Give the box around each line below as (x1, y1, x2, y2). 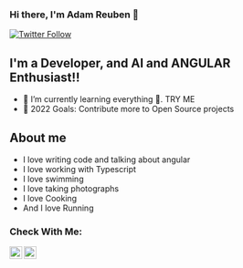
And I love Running (22, 202, 94, 213)
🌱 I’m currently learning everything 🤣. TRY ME (22, 94, 195, 105)
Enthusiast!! (9, 69, 80, 85)
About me (9, 129, 67, 145)
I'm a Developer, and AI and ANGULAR (9, 55, 231, 71)
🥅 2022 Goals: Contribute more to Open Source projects (22, 104, 235, 115)
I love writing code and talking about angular (22, 154, 191, 165)
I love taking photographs (22, 182, 120, 194)
